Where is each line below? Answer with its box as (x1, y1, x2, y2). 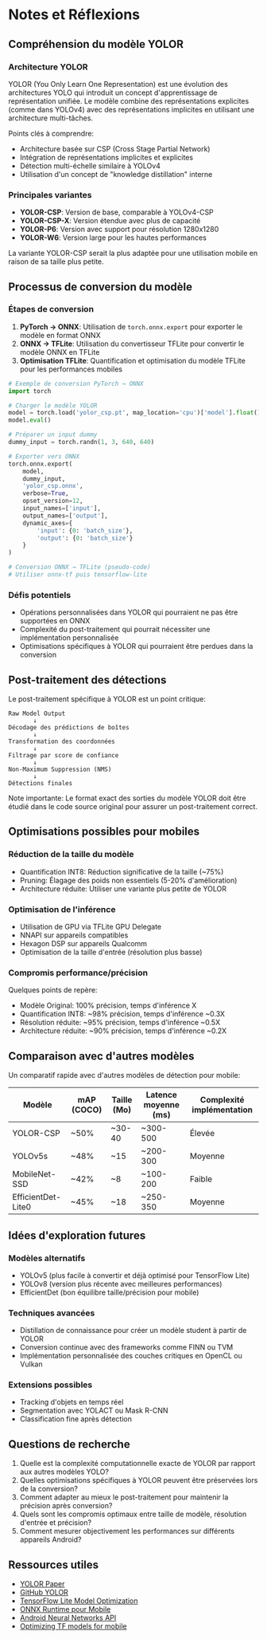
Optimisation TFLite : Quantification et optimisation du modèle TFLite (19, 356, 246, 365)
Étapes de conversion (8, 304, 94, 315)
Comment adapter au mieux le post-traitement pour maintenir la (19, 1492, 229, 1502)
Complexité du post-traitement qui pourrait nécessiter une (19, 624, 211, 635)
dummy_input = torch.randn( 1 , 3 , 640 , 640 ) (8, 438, 155, 446)
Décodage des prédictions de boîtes (8, 724, 130, 732)
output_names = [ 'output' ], (22, 512, 109, 520)
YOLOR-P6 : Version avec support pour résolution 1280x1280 (19, 225, 219, 234)
